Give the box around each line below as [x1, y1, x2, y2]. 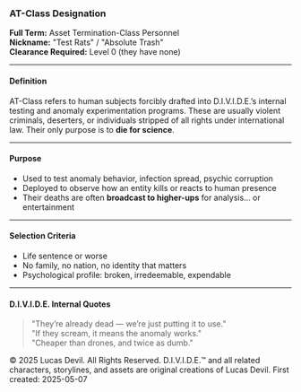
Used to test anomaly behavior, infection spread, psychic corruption [21, 173, 273, 184]
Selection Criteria [9, 231, 76, 241]
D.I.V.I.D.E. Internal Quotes [9, 299, 111, 309]
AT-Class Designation [9, 7, 107, 20]
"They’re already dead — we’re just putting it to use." [30, 318, 227, 329]
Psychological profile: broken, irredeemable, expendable [21, 269, 231, 280]
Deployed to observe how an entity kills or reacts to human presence [21, 182, 278, 193]
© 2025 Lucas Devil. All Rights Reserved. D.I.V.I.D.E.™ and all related [9, 355, 261, 366]
